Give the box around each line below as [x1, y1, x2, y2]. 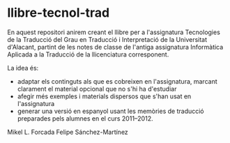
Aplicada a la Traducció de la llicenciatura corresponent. [7, 50, 169, 59]
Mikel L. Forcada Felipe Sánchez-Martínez [7, 128, 129, 136]
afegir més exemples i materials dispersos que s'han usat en [17, 92, 192, 100]
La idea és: [7, 63, 39, 72]
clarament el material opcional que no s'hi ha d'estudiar [17, 84, 177, 93]
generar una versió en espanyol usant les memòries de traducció [17, 107, 204, 115]
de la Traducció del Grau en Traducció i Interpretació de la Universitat [7, 35, 208, 43]
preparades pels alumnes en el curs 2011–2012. [17, 114, 153, 123]
